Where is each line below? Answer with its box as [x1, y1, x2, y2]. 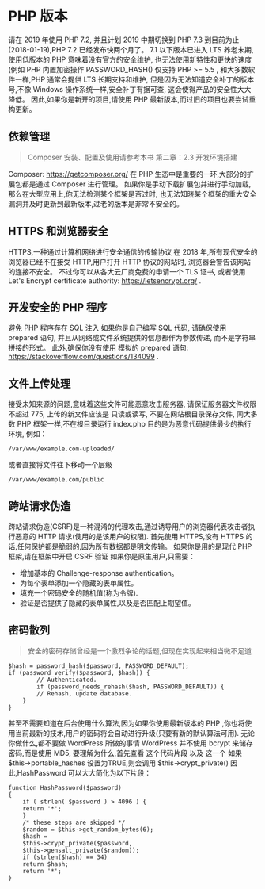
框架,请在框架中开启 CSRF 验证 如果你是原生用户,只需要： [8, 552, 196, 561]
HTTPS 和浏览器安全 [8, 224, 109, 238]
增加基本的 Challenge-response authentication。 [19, 569, 179, 577]
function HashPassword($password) [8, 784, 123, 791]
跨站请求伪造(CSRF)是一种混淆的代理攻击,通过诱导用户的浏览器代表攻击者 [8, 522, 248, 531]
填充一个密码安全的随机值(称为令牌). [19, 588, 138, 597]
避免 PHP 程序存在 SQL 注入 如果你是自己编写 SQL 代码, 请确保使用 [8, 323, 227, 333]
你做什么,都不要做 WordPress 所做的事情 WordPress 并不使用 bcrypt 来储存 [8, 738, 253, 748]
